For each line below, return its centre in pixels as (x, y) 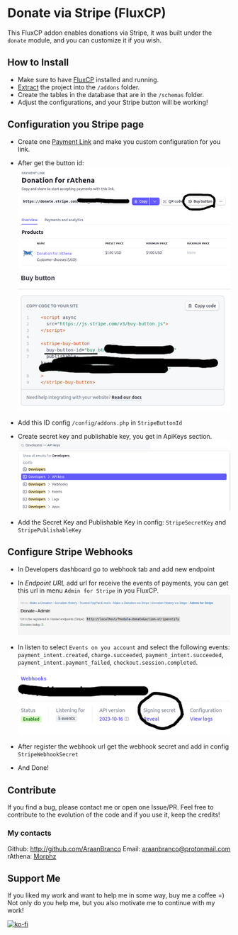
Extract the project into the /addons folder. (79, 87)
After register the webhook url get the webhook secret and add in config (123, 746)
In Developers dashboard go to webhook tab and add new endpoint (116, 569)
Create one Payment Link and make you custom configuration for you (119, 141)
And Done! (33, 768)
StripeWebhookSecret (48, 755)
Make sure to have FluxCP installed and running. (88, 79)
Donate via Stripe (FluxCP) (87, 13)
